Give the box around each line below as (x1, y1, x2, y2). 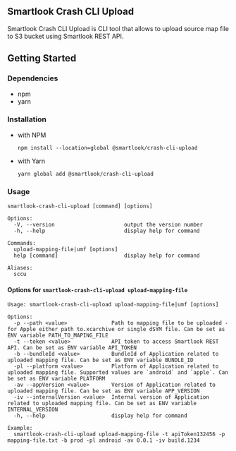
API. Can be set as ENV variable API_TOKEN (7, 344, 137, 351)
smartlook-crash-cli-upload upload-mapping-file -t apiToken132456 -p (13, 431, 225, 438)
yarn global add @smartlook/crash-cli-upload (17, 170, 154, 177)
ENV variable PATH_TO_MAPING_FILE (7, 332, 109, 339)
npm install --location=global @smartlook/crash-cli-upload (17, 144, 198, 151)
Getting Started (7, 52, 77, 64)
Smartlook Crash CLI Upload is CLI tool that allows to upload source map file (7, 24, 229, 32)
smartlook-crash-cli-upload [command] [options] (7, 203, 153, 210)
